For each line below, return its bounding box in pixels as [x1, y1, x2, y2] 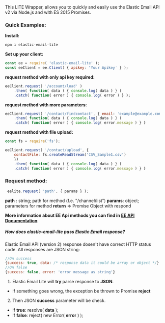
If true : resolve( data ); [12, 307, 59, 313]
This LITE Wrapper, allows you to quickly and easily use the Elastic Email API [5, 4, 160, 10]
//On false [5, 265, 27, 270]
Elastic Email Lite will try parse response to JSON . [12, 279, 114, 285]
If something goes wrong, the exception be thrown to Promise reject [12, 288, 151, 294]
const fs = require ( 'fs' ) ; [5, 139, 60, 144]
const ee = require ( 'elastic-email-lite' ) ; [5, 61, 100, 66]
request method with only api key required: [5, 74, 95, 80]
